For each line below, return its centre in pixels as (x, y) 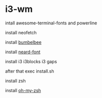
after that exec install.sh (30, 71)
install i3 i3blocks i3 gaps (31, 61)
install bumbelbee (23, 42)
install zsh (15, 81)
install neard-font (23, 52)
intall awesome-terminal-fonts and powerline (51, 23)
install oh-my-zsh (23, 90)
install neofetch (21, 32)
